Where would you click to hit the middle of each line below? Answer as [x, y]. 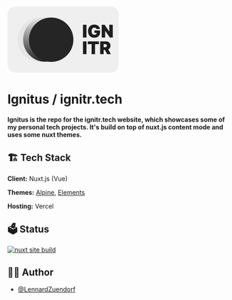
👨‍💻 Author [31, 272]
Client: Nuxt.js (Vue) [38, 178]
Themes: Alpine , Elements [46, 192]
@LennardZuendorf [47, 289]
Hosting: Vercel [31, 206]
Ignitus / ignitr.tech [65, 100]
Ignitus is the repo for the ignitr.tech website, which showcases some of [116, 119]
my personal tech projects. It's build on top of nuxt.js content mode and [115, 127]
